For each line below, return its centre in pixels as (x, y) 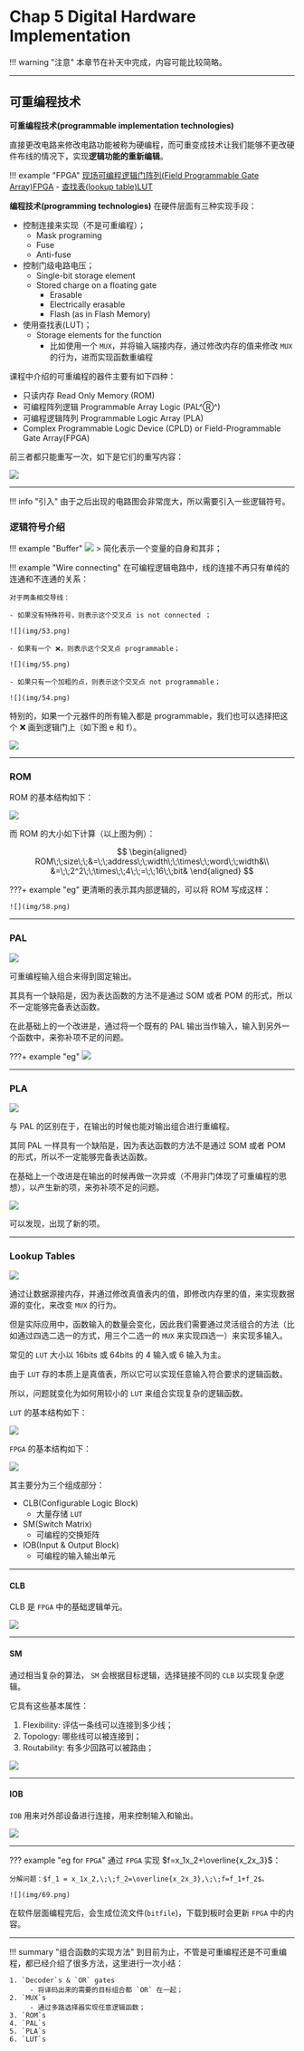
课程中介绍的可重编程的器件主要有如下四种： (93, 376)
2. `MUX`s (28, 1998)
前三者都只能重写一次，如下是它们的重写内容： (96, 456)
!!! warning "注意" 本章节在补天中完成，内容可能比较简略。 (119, 62)
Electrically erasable (87, 304)
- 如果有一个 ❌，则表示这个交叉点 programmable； (95, 649)
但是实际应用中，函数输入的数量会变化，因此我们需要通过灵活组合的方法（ (148, 1325)
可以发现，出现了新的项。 (57, 1223)
